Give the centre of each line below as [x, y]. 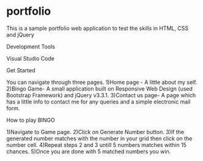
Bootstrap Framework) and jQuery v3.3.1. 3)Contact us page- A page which [101, 95]
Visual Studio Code [31, 58]
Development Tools [31, 47]
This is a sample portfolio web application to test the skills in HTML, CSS [97, 28]
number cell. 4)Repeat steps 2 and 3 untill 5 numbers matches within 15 [96, 144]
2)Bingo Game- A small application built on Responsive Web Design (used [99, 88]
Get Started [21, 70]
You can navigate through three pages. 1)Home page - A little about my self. [102, 82]
